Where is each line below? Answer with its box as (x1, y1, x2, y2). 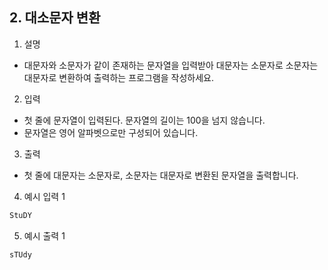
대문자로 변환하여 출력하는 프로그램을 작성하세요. (23, 71, 214, 83)
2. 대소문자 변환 (9, 9, 101, 27)
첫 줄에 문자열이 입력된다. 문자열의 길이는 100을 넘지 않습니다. (23, 114, 266, 126)
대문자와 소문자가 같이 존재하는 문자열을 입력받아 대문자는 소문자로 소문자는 (23, 59, 319, 71)
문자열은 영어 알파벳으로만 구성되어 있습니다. (23, 126, 199, 138)
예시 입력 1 (23, 190, 66, 202)
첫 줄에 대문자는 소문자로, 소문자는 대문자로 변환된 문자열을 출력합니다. (23, 169, 299, 181)
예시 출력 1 (23, 229, 66, 242)
